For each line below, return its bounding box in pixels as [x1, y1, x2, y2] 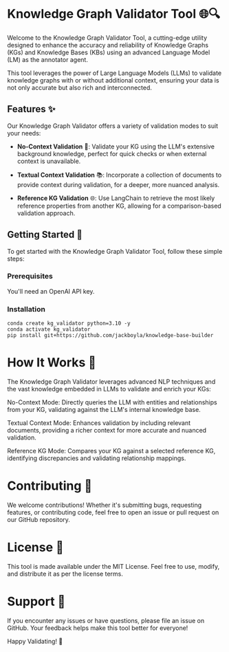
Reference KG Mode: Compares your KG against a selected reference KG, [7, 447, 216, 455]
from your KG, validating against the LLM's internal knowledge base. [7, 406, 201, 414]
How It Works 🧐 [7, 355, 96, 371]
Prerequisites [7, 272, 53, 281]
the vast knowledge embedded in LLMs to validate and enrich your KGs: [7, 385, 211, 393]
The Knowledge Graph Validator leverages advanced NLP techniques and [7, 378, 216, 386]
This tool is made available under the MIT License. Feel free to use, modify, [7, 562, 220, 570]
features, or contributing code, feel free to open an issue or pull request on [7, 508, 219, 517]
